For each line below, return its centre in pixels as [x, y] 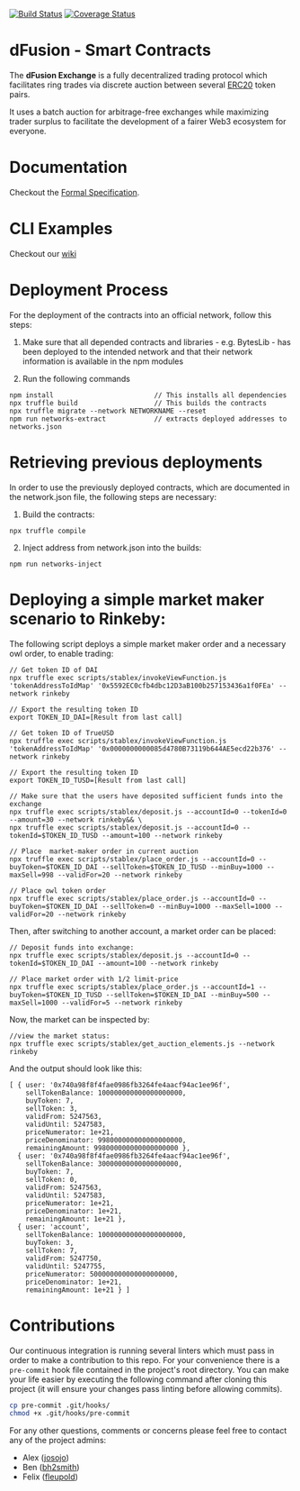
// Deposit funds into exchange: [72, 947]
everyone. [28, 131]
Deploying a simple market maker [137, 600]
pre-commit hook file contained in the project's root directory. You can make [149, 1369]
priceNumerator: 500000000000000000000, [102, 1274]
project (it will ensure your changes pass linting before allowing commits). [146, 1388]
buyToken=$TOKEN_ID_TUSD [56, 995]
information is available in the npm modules [103, 361]
